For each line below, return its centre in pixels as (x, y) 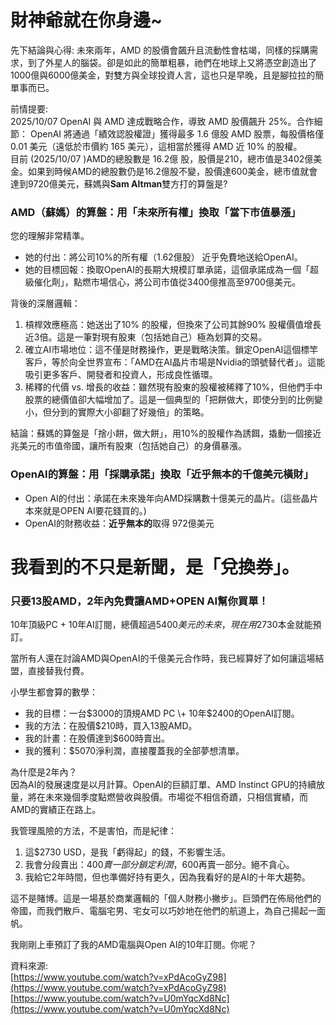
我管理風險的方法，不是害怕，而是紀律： (93, 831)
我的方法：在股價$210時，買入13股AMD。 (111, 726)
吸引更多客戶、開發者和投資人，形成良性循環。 (121, 375)
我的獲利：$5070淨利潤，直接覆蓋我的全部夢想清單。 (134, 751)
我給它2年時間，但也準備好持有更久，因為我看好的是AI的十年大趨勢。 (167, 877)
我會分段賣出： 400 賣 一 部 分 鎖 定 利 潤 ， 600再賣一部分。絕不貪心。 (159, 865)
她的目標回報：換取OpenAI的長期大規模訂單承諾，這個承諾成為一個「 (167, 270)
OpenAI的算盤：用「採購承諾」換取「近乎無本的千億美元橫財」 (162, 474)
